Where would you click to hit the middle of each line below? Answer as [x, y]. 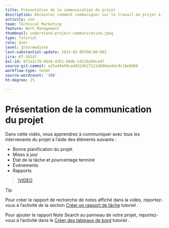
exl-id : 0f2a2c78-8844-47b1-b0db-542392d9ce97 [55, 61]
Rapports [22, 170]
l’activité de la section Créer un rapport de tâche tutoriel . [79, 205]
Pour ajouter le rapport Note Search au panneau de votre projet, [71, 215]
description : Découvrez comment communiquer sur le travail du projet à [83, 15]
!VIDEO [25, 180]
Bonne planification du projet [43, 149]
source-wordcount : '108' [31, 75]
